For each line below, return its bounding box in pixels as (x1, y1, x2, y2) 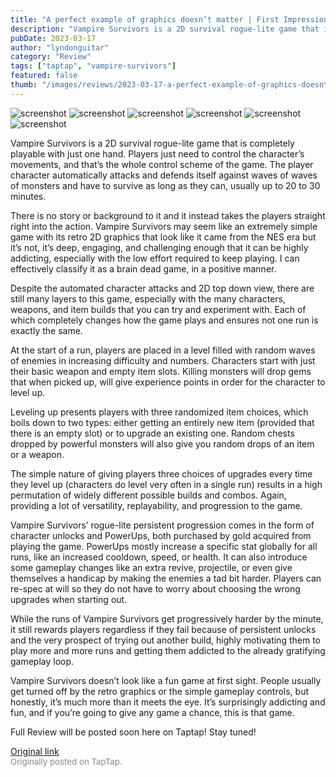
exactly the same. (10, 324, 83, 336)
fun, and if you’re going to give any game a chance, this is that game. (10, 706, 295, 718)
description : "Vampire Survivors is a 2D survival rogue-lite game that (10, 24, 320, 34)
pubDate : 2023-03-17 (10, 33, 97, 43)
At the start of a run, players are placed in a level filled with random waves (10, 344, 316, 356)
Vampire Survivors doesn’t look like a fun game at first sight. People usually (10, 674, 322, 686)
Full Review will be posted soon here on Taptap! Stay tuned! (10, 726, 257, 738)
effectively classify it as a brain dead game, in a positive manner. (10, 262, 277, 275)
